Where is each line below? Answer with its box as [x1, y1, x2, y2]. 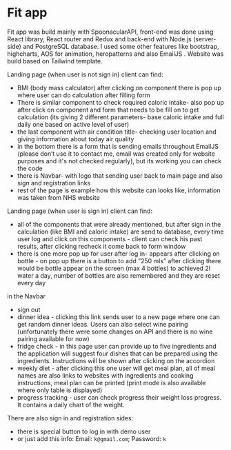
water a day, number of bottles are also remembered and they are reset [17, 271, 221, 280]
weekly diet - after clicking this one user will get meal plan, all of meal [17, 364, 216, 372]
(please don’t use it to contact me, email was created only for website [17, 150, 215, 158]
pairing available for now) [17, 334, 90, 342]
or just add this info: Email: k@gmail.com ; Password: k [17, 434, 167, 442]
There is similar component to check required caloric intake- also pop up [17, 98, 224, 106]
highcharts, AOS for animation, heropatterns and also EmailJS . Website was [7, 50, 224, 58]
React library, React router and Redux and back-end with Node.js [7, 34, 192, 43]
